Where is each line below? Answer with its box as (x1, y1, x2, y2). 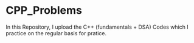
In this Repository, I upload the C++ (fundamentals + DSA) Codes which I (5, 23, 189, 30)
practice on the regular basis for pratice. (5, 29, 107, 36)
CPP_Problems (5, 4, 83, 17)
